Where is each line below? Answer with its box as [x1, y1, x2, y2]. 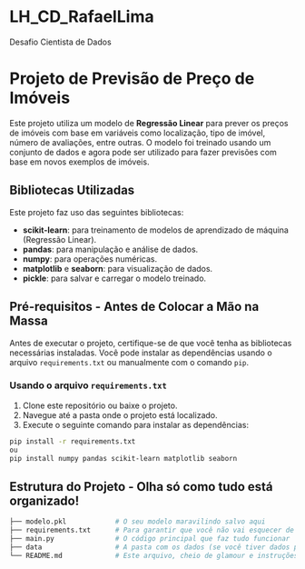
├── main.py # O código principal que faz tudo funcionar [9, 534, 290, 543]
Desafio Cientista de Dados [9, 36, 112, 47]
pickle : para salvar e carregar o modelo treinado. [22, 273, 207, 284]
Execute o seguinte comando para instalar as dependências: [22, 419, 250, 430]
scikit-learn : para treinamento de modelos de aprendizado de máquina [22, 225, 289, 235]
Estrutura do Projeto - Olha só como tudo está [9, 479, 274, 494]
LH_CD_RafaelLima [9, 6, 154, 27]
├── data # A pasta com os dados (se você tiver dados [9, 543, 290, 552]
